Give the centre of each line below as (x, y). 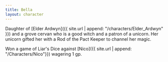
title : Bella (19, 10)
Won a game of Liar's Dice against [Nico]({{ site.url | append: (68, 49)
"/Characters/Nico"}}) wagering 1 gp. (44, 54)
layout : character (24, 14)
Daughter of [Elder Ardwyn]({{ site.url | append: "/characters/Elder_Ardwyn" (84, 28)
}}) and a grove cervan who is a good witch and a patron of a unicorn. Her (82, 34)
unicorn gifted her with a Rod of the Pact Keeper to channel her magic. (78, 39)
